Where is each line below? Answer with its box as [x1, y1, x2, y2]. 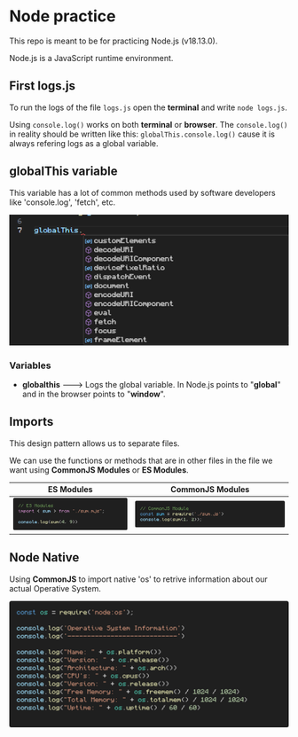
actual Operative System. [9, 583, 102, 593]
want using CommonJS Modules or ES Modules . [9, 464, 189, 475]
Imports [9, 414, 54, 429]
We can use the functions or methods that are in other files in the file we [9, 455, 273, 466]
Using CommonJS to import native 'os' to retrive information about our [9, 574, 268, 584]
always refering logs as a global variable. [9, 137, 159, 148]
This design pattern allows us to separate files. [9, 437, 180, 449]
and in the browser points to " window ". [21, 388, 166, 400]
